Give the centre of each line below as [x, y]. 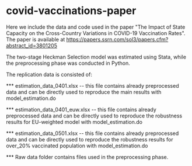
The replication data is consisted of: [49, 74]
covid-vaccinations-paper [71, 11]
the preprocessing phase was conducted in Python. [68, 63]
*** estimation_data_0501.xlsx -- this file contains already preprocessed [92, 133]
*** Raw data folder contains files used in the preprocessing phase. [87, 157]
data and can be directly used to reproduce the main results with [84, 92]
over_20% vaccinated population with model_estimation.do [77, 146]
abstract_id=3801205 [32, 46]
